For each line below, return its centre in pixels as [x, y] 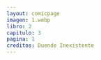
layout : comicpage [33, 13]
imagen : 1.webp [29, 20]
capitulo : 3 [24, 33]
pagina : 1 [21, 39]
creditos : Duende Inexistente [50, 46]
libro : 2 [19, 26]
